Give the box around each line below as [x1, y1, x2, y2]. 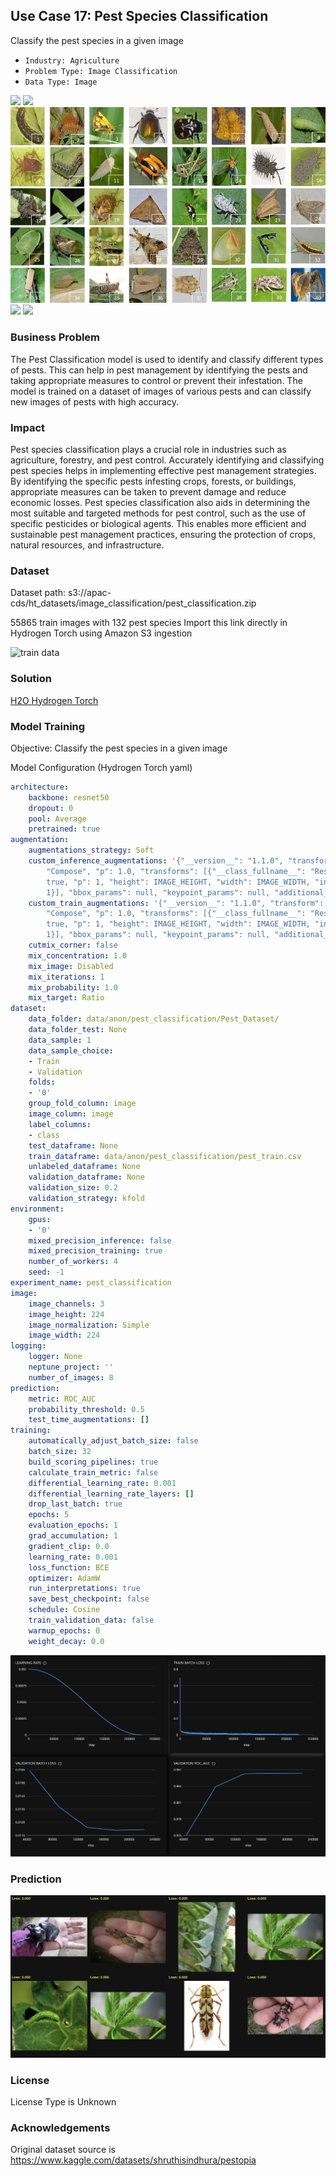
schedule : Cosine [28, 1605, 101, 1615]
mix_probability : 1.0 [28, 982, 118, 993]
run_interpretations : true [28, 1584, 141, 1594]
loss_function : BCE [28, 1562, 110, 1573]
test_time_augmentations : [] [28, 1415, 150, 1425]
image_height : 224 [28, 1309, 105, 1319]
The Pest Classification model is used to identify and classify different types [10, 353, 324, 365]
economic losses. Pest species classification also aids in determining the [10, 496, 311, 508]
